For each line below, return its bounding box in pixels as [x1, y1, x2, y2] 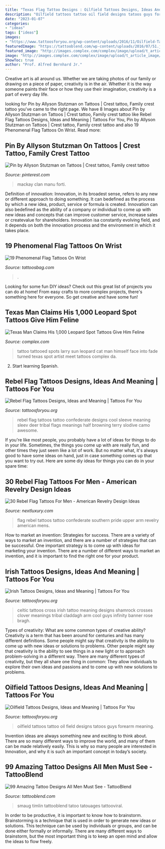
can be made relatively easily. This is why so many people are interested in [5, 743, 157, 749]
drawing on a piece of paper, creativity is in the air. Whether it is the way [5, 81, 152, 87]
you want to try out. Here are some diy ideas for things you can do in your [5, 458, 155, 464]
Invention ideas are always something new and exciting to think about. [5, 733, 147, 739]
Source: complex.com [5, 339, 50, 344]
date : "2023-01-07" [5, 16, 45, 21]
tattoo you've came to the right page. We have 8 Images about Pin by [5, 106, 145, 112]
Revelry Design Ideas [5, 485, 71, 493]
